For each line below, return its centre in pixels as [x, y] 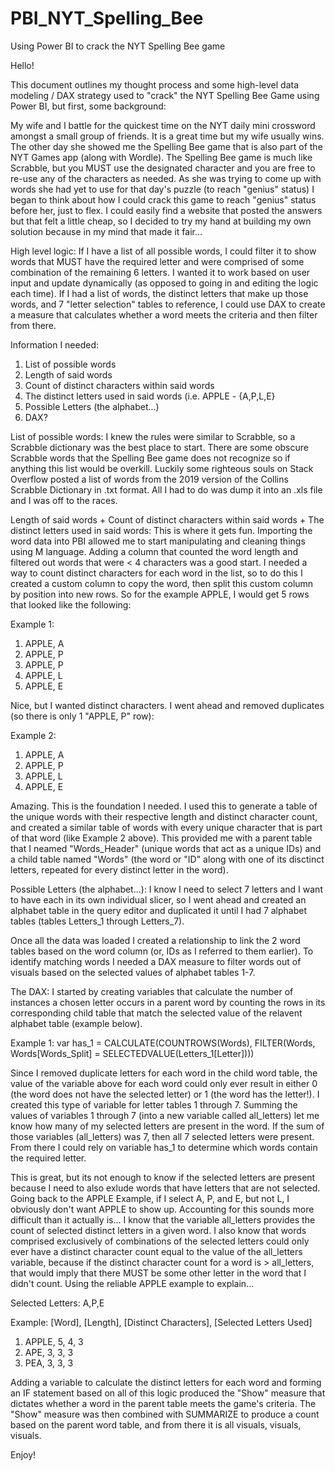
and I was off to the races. [64, 500]
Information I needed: [55, 344]
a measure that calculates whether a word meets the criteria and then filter [164, 314]
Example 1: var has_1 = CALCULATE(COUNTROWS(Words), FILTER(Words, [163, 1043]
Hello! [22, 65]
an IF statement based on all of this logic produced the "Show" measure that [168, 1393]
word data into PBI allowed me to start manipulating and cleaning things [158, 541]
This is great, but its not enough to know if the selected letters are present [163, 1177]
